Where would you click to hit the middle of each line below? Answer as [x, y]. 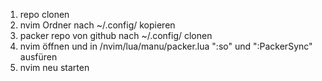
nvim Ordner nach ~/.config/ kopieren [97, 25]
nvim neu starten [54, 67]
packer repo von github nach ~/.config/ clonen [116, 35]
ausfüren [38, 57]
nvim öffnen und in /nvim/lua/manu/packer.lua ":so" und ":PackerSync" [166, 46]
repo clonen [44, 14]
